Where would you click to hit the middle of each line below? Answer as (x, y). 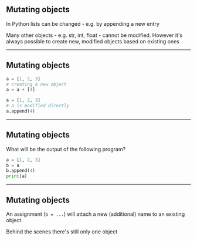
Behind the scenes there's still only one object (62, 232)
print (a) (17, 176)
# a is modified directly (38, 106)
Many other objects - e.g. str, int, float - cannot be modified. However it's (94, 35)
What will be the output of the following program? (66, 149)
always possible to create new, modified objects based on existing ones (93, 41)
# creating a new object (36, 84)
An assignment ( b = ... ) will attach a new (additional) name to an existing (96, 214)
